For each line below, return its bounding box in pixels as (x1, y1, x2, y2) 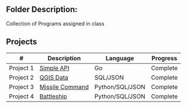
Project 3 (9, 82, 34, 91)
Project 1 (9, 64, 34, 72)
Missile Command (39, 82, 89, 91)
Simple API (39, 64, 70, 72)
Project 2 (9, 73, 34, 81)
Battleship (39, 92, 67, 100)
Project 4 (9, 92, 34, 100)
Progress (151, 54, 178, 62)
